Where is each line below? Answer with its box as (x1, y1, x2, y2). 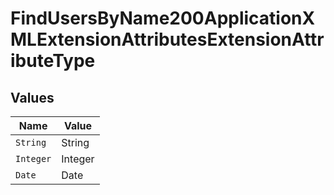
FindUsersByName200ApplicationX (10, 7, 316, 30)
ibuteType (10, 50, 96, 72)
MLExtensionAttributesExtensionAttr (10, 28, 325, 51)
